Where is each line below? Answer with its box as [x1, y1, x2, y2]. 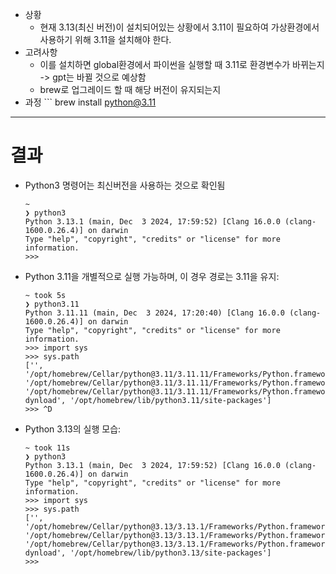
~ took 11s [24, 443, 71, 453]
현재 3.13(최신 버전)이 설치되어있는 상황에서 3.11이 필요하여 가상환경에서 [39, 21, 320, 33]
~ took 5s [24, 290, 67, 300]
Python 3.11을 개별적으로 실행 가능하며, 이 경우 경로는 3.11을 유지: [24, 270, 280, 282]
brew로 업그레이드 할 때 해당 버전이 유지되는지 [39, 84, 222, 95]
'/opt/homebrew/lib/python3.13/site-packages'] [69, 548, 272, 558]
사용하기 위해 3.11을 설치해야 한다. [39, 34, 172, 45]
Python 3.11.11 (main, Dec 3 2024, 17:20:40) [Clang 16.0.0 [24, 308, 286, 318]
